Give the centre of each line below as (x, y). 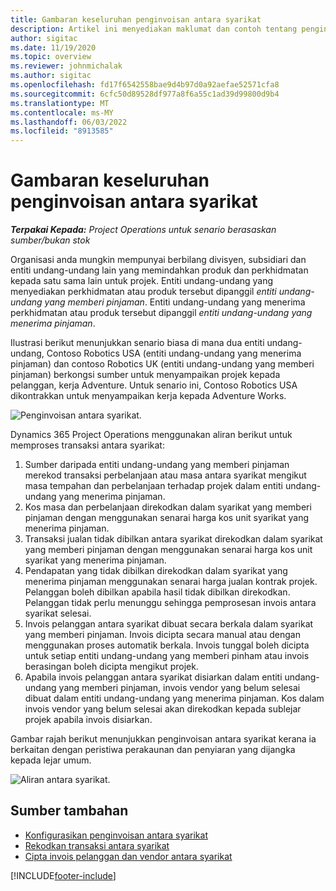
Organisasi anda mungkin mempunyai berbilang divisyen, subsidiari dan (158, 260)
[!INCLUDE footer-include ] (63, 875)
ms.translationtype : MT (60, 103)
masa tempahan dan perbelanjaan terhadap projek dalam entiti (153, 486)
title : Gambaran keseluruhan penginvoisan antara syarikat (136, 19)
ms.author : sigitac (51, 76)
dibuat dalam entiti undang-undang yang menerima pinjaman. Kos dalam (174, 698)
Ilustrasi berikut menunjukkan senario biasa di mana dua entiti (137, 343)
